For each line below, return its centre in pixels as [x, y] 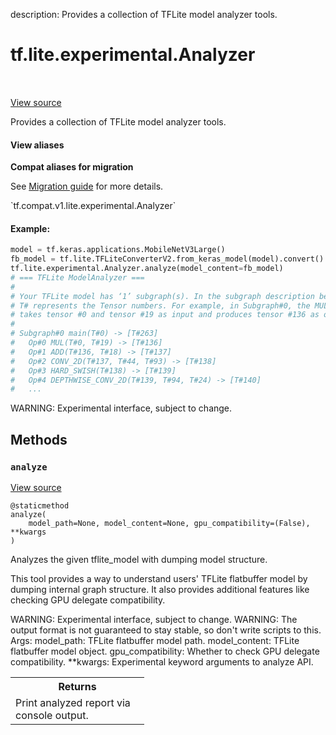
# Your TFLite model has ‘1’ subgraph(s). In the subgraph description [162, 296]
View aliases [37, 145]
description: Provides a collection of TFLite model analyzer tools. [144, 14]
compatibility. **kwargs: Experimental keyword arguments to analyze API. [162, 662]
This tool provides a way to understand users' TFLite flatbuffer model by [159, 579]
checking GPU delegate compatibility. [88, 600]
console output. [52, 716]
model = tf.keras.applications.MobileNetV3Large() [118, 250]
